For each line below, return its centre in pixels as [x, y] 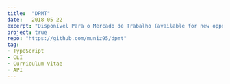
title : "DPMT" [29, 13]
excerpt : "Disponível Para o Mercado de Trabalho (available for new [108, 26]
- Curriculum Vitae [35, 64]
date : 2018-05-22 [35, 20]
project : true [27, 32]
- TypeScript [26, 51]
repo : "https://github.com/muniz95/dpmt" [67, 39]
